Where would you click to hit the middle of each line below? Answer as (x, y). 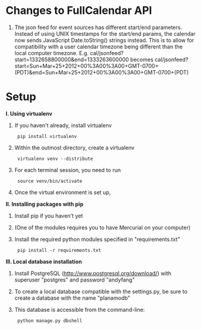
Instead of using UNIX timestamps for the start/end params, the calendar (105, 33)
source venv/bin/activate (50, 181)
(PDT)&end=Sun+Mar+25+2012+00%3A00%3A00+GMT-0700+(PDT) (102, 72)
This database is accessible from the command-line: (80, 309)
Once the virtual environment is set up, (62, 192)
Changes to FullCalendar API (79, 11)
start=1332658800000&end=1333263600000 (71, 59)
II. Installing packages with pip (45, 204)
